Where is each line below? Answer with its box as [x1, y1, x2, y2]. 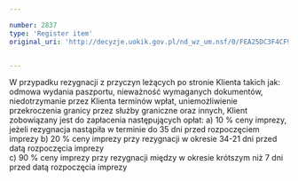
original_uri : [9, 37, 62, 46]
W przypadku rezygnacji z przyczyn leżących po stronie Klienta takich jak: [9, 77, 281, 88]
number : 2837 [9, 20, 58, 29]
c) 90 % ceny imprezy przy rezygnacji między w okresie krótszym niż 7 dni [9, 153, 284, 163]
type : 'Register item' [9, 28, 93, 38]
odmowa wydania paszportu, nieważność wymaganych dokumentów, [9, 86, 263, 98]
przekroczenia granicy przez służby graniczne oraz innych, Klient [9, 106, 248, 116]
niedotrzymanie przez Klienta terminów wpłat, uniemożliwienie [9, 96, 238, 106]
